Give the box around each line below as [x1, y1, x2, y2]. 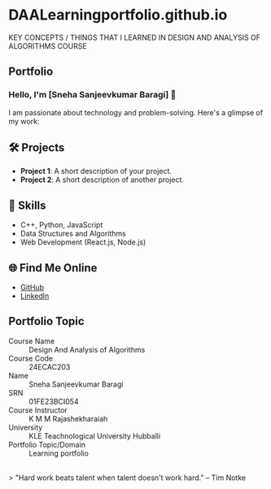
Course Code [8, 353, 54, 363]
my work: [8, 116, 40, 126]
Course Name [8, 335, 55, 346]
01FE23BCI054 [28, 396, 79, 406]
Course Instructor [8, 405, 68, 415]
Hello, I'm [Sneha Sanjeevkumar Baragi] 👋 [8, 89, 177, 101]
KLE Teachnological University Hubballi [28, 431, 161, 440]
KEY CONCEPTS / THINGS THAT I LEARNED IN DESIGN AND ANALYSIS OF [8, 32, 261, 42]
